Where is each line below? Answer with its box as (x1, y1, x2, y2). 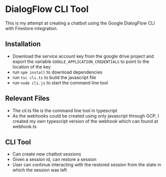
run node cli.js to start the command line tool (12, 79, 108, 85)
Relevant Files (5, 94, 50, 103)
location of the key (12, 63, 51, 69)
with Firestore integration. (5, 25, 58, 31)
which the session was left (12, 167, 67, 173)
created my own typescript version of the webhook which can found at (12, 118, 159, 124)
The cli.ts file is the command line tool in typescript (12, 107, 118, 113)
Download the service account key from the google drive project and (12, 53, 154, 59)
